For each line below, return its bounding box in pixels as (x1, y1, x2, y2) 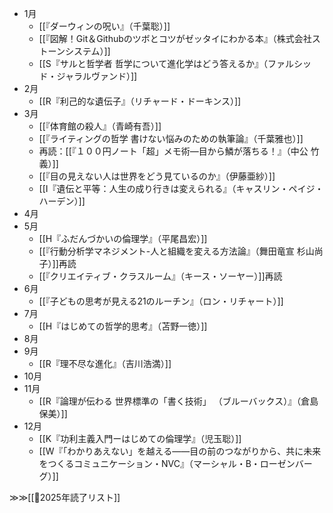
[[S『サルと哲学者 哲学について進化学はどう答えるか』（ (38, 58, 268, 69)
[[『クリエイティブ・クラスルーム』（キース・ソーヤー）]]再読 (38, 270, 283, 282)
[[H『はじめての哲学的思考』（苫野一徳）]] (38, 320, 208, 332)
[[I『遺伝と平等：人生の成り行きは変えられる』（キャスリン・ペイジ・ (38, 183, 324, 194)
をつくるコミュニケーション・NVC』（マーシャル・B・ (38, 458, 261, 469)
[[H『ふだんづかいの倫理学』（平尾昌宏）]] (38, 233, 208, 244)
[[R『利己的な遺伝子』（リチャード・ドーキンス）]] (38, 95, 242, 107)
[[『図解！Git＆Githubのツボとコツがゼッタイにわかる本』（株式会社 (38, 33, 312, 44)
